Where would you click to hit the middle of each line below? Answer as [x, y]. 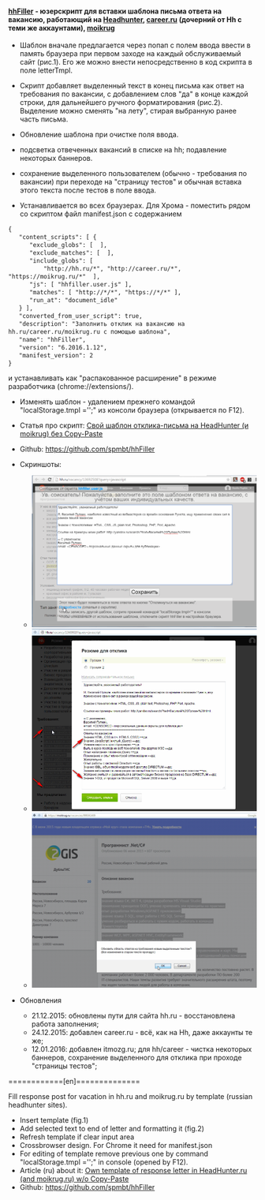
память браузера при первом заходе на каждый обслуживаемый [131, 54]
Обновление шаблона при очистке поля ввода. [99, 135]
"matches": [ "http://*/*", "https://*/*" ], [105, 293]
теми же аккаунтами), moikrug [62, 28]
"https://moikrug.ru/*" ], [54, 277]
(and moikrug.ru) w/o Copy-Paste [74, 1179]
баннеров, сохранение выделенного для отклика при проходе [136, 1057]
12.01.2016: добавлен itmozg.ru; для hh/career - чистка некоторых [142, 1049]
